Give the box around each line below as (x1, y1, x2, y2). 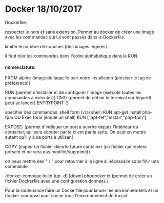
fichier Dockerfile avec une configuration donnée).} (5, 178, 108, 184)
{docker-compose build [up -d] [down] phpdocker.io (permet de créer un (5, 173, 152, 179)
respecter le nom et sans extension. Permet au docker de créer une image (5, 29, 155, 35)
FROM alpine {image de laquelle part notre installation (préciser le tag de (5, 75, 151, 81)
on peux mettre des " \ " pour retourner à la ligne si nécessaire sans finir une (5, 158, 159, 164)
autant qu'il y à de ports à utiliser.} (5, 134, 74, 140)
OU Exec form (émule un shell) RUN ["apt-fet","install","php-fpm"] (14, 114, 146, 120)
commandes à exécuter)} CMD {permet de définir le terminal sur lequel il (5, 95, 151, 101)
